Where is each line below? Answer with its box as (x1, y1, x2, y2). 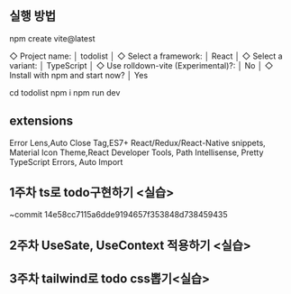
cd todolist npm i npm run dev (9, 87, 121, 97)
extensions (9, 114, 74, 129)
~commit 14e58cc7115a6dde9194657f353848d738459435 (9, 209, 228, 220)
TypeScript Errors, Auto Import (9, 156, 123, 167)
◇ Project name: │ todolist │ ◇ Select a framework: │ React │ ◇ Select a (9, 51, 283, 61)
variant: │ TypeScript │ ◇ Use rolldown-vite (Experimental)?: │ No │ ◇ (9, 60, 274, 70)
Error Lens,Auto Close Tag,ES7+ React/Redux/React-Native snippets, (9, 137, 266, 148)
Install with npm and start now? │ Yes (9, 69, 149, 80)
